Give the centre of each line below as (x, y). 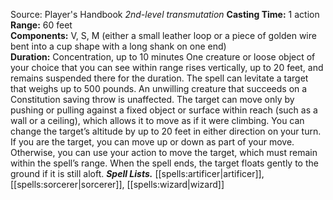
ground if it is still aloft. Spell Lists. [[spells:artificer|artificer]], (137, 173)
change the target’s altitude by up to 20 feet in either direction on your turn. (166, 131)
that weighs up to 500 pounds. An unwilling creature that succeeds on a (159, 88)
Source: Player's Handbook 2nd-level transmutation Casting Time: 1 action (165, 14)
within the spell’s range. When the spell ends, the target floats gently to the (164, 163)
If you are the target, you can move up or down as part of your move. (152, 142)
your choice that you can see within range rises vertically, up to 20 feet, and (167, 67)
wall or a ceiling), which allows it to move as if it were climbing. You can (157, 120)
